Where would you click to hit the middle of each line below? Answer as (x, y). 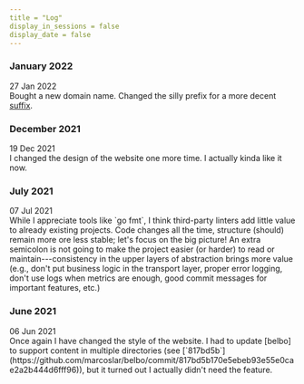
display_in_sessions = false (64, 26)
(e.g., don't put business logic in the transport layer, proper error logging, (146, 269)
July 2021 (31, 191)
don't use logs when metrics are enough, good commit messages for (138, 278)
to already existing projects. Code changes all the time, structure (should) (147, 230)
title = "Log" (36, 18)
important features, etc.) (55, 288)
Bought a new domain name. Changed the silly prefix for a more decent (143, 95)
